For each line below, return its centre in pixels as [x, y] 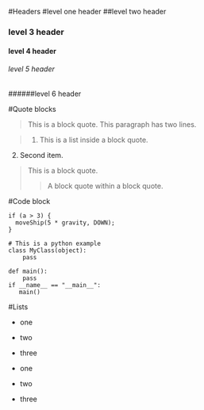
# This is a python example [55, 243]
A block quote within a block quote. [105, 186]
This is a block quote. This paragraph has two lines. [112, 124]
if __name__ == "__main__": [55, 285]
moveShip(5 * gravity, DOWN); [65, 222]
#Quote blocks [33, 109]
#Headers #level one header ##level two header [87, 11]
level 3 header [37, 32]
